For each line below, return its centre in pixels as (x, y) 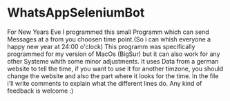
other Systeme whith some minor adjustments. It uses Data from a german (113, 61)
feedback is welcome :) (40, 91)
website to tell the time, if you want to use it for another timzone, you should (115, 68)
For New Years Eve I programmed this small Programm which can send (108, 32)
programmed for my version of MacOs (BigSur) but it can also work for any (114, 54)
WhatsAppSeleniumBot (76, 13)
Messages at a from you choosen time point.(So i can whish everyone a (109, 39)
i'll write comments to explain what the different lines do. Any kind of (105, 83)
